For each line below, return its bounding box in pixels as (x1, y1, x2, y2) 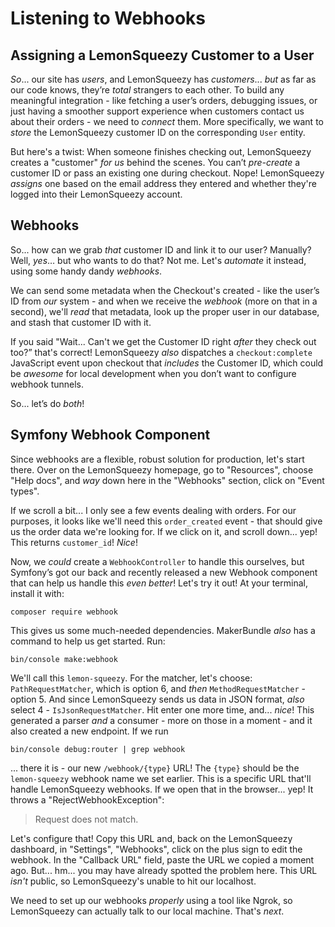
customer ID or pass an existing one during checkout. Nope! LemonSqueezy (10, 167, 325, 179)
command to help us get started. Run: (10, 635, 166, 647)
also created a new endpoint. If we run (10, 725, 169, 737)
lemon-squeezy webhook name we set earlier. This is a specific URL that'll (10, 772, 312, 784)
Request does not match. (34, 813, 139, 825)
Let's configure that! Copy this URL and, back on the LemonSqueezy (10, 832, 293, 844)
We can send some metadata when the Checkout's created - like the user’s (10, 284, 320, 296)
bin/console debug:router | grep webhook (10, 744, 186, 754)
